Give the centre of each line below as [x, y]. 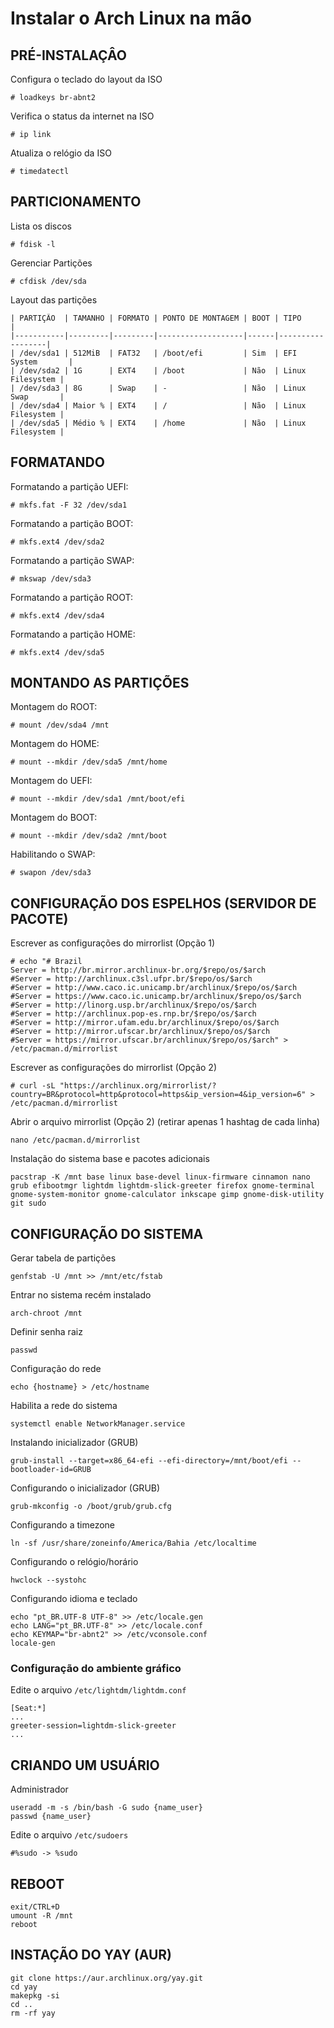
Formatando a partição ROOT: [72, 597]
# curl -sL [33, 1086]
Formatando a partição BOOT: [72, 523]
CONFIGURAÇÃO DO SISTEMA [107, 1233]
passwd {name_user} [51, 1817]
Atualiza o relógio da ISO [61, 153]
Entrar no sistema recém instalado [81, 1295]
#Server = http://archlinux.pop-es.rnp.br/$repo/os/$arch [133, 1014]
